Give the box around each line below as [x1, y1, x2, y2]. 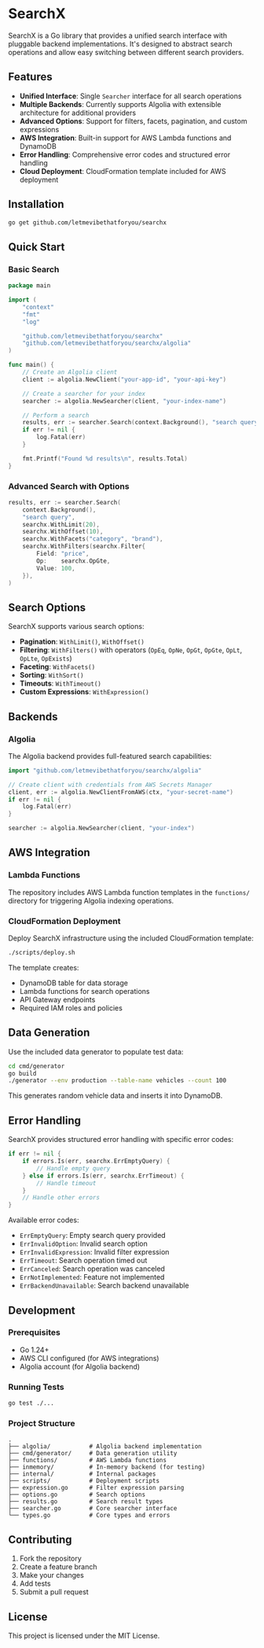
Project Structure [8, 1417, 75, 1428]
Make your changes [19, 1571, 84, 1580]
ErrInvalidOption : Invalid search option [19, 1239, 148, 1248]
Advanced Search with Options [8, 481, 130, 492]
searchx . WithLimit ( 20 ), [22, 520, 101, 528]
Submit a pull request [19, 1587, 89, 1597]
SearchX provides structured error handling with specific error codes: [8, 1135, 234, 1144]
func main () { [8, 361, 55, 369]
